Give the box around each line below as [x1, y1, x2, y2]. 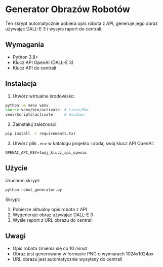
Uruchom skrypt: [5, 177, 40, 183]
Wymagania [5, 41, 45, 49]
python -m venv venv [5, 103, 49, 108]
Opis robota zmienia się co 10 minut [12, 245, 88, 251]
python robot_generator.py [5, 187, 62, 192]
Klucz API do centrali [12, 64, 57, 71]
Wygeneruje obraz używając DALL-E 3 [12, 212, 93, 218]
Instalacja [5, 80, 37, 88]
